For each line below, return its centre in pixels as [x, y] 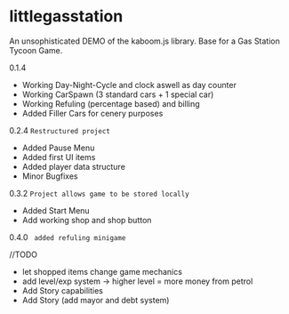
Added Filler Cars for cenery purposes [92, 113]
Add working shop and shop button [87, 220]
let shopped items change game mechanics [102, 271]
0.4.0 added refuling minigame [68, 237]
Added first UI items [59, 157]
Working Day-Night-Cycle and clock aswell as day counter [129, 85]
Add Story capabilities [63, 290]
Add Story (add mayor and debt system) [96, 300]
